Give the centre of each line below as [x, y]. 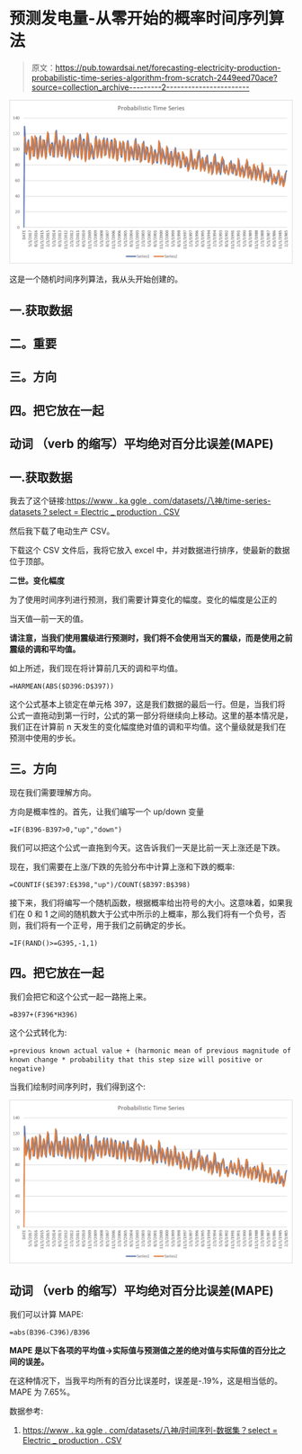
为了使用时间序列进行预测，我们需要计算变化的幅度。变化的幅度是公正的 [143, 600]
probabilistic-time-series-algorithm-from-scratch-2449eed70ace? [154, 77]
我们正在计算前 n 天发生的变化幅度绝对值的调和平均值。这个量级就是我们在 [148, 727]
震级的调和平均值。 [45, 650]
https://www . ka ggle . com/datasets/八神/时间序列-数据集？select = [150, 1430]
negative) [28, 1068]
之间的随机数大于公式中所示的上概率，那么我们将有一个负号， [164, 913]
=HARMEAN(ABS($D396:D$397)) [62, 687]
